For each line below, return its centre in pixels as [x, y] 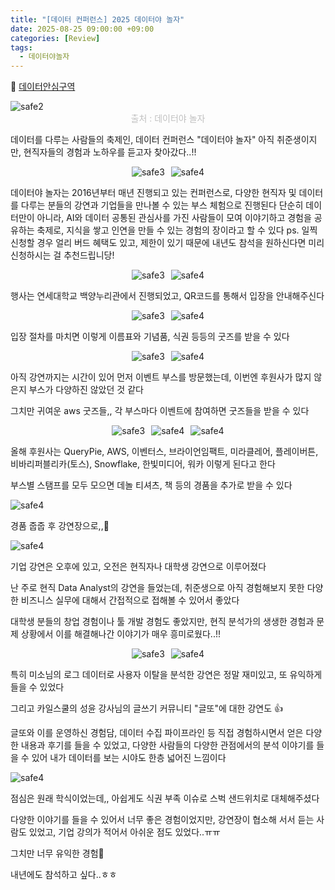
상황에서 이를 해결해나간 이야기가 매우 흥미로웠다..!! [120, 634]
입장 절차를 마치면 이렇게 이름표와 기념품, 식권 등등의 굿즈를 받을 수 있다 [150, 337]
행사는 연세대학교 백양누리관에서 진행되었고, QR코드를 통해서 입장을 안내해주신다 [167, 296]
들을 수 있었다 [37, 687]
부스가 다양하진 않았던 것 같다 [86, 390]
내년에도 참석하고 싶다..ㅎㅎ [64, 875]
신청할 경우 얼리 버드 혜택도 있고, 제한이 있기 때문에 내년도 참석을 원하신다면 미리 [167, 243]
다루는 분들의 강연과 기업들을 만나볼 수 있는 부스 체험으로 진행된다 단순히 [162, 205]
